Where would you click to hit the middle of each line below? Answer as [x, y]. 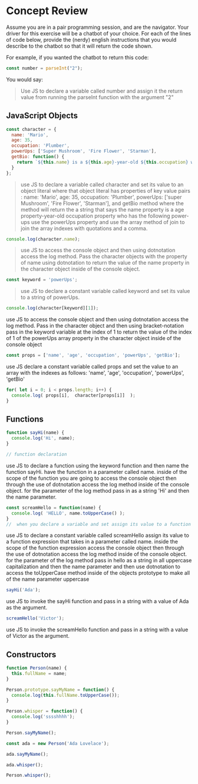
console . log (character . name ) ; [43, 239]
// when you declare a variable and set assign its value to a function [99, 524]
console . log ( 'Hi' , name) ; [43, 438]
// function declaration [37, 454]
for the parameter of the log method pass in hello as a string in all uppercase [99, 561]
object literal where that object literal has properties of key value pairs [105, 190]
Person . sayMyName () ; [32, 733]
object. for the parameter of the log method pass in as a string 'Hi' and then [98, 490]
